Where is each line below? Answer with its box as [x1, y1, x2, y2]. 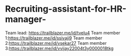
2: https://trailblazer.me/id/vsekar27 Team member [5, 40, 107, 46]
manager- [5, 14, 47, 25]
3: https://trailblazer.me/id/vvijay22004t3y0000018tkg [5, 45, 114, 51]
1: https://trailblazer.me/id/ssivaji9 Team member [5, 35, 103, 41]
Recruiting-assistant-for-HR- [5, 3, 127, 15]
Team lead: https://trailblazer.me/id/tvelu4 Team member [5, 30, 121, 36]
